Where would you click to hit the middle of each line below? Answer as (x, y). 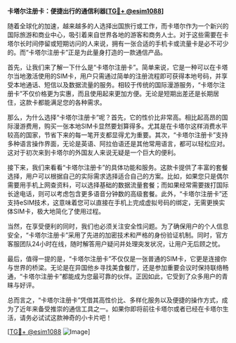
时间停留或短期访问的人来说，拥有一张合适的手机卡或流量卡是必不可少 (127, 44)
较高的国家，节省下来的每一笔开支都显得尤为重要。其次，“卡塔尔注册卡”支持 (118, 135)
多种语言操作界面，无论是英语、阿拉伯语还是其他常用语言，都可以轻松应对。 (118, 144)
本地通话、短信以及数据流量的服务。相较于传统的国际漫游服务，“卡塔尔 (116, 85)
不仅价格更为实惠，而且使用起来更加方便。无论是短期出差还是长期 (118, 93)
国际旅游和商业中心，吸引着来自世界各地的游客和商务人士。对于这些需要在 (115, 35)
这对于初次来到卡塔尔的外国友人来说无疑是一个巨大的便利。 (93, 153)
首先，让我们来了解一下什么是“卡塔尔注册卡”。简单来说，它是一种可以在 (112, 67)
